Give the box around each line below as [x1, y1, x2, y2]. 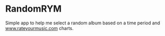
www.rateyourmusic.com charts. [5, 25, 74, 31]
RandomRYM [5, 3, 62, 15]
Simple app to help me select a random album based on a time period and [5, 20, 160, 26]
